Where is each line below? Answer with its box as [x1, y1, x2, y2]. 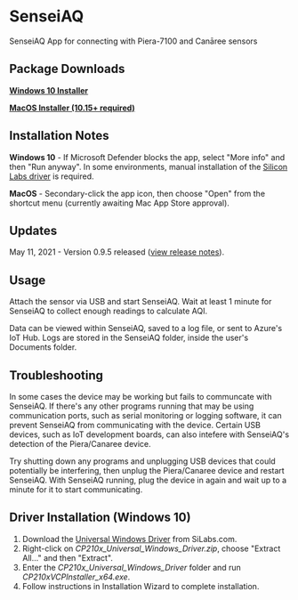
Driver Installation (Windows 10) [9, 510, 191, 525]
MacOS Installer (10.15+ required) [9, 102, 135, 113]
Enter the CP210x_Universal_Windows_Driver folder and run [21, 562, 242, 572]
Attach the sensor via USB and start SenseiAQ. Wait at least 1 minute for [9, 296, 272, 307]
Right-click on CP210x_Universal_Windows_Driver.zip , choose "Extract [21, 543, 281, 554]
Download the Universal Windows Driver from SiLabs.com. [21, 533, 238, 544]
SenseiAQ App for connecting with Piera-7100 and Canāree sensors [9, 36, 258, 46]
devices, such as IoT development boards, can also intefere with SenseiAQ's [9, 429, 290, 440]
